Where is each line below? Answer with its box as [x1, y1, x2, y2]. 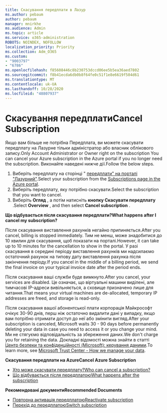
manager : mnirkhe [5, 21, 41, 26]
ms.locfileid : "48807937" [5, 91, 59, 96]
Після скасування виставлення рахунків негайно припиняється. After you [5, 227, 161, 233]
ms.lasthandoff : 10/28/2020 [5, 86, 64, 91]
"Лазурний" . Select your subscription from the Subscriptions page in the [12, 176, 161, 182]
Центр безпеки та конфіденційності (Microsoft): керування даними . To [5, 342, 153, 348]
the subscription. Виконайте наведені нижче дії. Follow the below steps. [5, 161, 155, 167]
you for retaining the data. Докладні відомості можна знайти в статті [5, 337, 150, 343]
